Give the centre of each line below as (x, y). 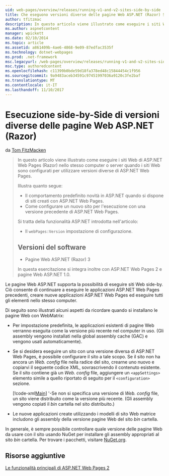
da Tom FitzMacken (26, 150)
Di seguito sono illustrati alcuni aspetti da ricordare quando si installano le (81, 310)
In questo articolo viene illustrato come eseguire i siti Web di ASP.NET (90, 160)
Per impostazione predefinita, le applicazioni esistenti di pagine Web (83, 325)
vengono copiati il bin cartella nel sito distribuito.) (63, 404)
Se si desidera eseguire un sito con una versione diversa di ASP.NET (83, 351)
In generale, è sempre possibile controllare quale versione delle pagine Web (84, 429)
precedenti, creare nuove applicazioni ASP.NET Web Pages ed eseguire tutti (84, 295)
